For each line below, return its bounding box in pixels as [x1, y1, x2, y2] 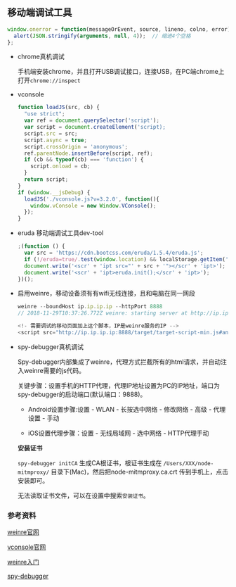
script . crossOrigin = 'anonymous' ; [24, 143, 129, 150]
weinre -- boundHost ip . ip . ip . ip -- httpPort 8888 [17, 303, 163, 310]
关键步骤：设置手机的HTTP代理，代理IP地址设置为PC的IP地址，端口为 [17, 381, 220, 389]
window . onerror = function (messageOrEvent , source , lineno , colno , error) [7, 25, 231, 33]
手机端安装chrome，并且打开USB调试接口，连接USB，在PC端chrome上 [17, 68, 225, 76]
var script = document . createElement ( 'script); [24, 124, 166, 131]
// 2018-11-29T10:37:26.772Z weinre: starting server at [17, 310, 188, 317]
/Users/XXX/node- [163, 460, 214, 467]
